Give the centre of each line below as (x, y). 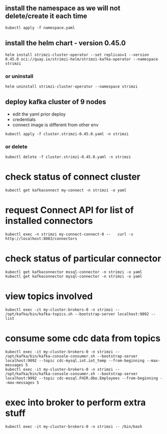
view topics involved (49, 296)
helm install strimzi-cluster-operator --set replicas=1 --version (77, 55)
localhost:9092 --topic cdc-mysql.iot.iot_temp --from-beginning (75, 361)
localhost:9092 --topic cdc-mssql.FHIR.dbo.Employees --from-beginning (81, 378)
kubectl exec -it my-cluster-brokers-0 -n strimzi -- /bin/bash (74, 426)
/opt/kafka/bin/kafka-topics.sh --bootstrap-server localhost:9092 (77, 314)
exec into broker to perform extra (76, 402)
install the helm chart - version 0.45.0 (66, 43)
